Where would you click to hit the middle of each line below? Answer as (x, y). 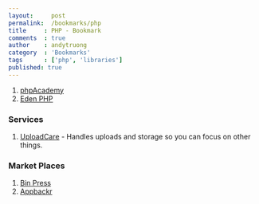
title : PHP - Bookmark (55, 30)
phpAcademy (42, 90)
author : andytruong (48, 45)
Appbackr (36, 191)
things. (31, 145)
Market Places (37, 166)
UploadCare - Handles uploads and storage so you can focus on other (135, 137)
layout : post (37, 16)
